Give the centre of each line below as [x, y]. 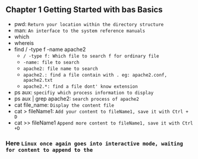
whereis [24, 43]
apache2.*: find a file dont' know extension [80, 86]
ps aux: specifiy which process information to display [84, 92]
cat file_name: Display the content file [64, 105]
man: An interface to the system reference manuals [80, 30]
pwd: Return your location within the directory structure [89, 24]
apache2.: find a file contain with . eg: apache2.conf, [95, 75]
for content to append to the [49, 150]
